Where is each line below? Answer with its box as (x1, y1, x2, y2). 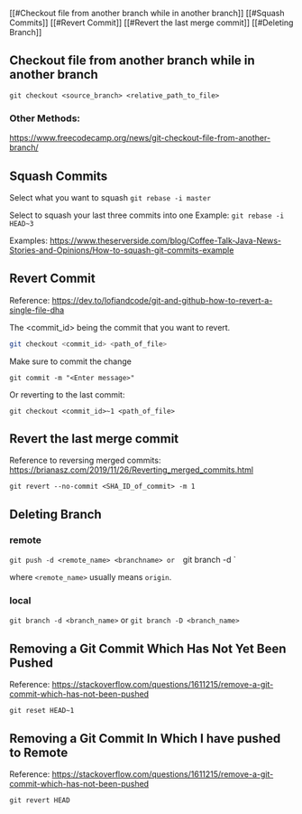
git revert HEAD (9, 796, 70, 805)
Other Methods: (9, 112, 81, 125)
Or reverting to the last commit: (9, 388, 125, 400)
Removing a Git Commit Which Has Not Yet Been (9, 641, 287, 656)
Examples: (9, 235, 48, 246)
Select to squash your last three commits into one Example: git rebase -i (9, 210, 285, 220)
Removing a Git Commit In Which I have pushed (9, 731, 281, 746)
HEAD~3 (9, 219, 34, 229)
